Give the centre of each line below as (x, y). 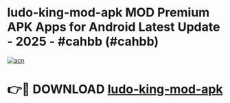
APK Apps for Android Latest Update (114, 27)
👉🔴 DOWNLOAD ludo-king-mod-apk (115, 89)
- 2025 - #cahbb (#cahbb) (83, 42)
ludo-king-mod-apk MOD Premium (108, 13)
